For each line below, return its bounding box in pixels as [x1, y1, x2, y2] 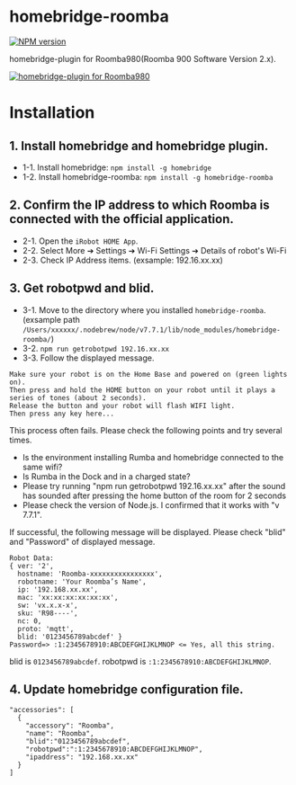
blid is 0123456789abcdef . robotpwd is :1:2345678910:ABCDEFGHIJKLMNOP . [9, 656, 272, 666]
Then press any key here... [9, 409, 115, 418]
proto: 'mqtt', [17, 624, 75, 633]
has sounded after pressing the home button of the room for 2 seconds [22, 490, 286, 501]
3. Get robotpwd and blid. [9, 281, 155, 296]
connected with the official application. [9, 211, 234, 227]
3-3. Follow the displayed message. [22, 352, 155, 363]
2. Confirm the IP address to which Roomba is [9, 198, 270, 213]
